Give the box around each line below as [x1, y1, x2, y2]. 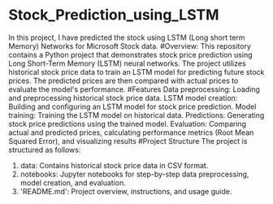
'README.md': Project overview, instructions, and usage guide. [19, 186, 232, 196]
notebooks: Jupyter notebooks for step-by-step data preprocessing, [19, 169, 249, 179]
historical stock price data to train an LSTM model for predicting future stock [8, 67, 265, 76]
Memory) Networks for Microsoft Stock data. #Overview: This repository [8, 41, 252, 50]
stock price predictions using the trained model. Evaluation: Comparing [8, 119, 246, 128]
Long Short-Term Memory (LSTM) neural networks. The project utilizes [8, 59, 246, 68]
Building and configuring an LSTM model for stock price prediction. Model [8, 102, 257, 111]
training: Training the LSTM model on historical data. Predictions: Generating [8, 110, 265, 119]
